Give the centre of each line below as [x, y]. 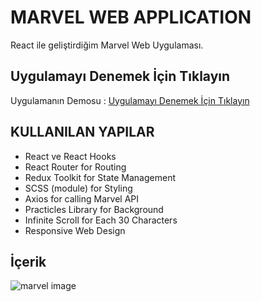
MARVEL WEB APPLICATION [131, 17]
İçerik [28, 261]
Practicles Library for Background [94, 209]
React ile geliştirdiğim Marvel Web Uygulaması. [107, 45]
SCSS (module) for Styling [78, 188]
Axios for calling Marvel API [81, 198]
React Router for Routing [75, 167]
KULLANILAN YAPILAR [82, 132]
